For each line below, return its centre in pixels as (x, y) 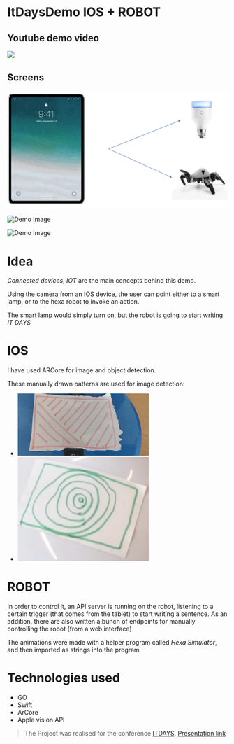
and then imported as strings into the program (73, 650)
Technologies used (64, 678)
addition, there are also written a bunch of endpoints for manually (101, 622)
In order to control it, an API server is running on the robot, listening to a (110, 607)
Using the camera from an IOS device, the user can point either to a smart (114, 294)
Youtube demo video (53, 38)
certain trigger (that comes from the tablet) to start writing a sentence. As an (117, 614)
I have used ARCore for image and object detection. (82, 370)
